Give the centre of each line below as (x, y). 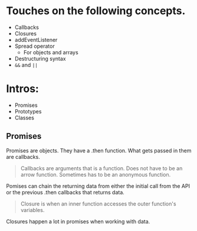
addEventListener (36, 40)
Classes (24, 118)
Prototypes (28, 111)
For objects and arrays (51, 52)
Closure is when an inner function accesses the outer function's (98, 204)
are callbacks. (23, 157)
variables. (32, 210)
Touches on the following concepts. (96, 11)
